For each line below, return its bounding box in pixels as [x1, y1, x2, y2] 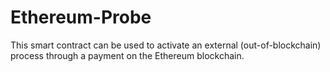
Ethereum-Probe [10, 6, 152, 29]
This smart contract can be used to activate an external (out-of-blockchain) [10, 39, 322, 51]
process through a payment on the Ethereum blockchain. [10, 49, 245, 61]
